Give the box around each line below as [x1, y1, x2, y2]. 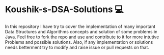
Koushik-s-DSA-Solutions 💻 [5, 4, 124, 15]
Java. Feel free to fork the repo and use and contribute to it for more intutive [5, 34, 159, 40]
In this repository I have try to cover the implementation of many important [5, 23, 156, 29]
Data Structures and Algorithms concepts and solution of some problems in [5, 28, 158, 34]
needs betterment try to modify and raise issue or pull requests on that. [5, 44, 150, 50]
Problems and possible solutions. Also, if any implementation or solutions [5, 39, 153, 45]
